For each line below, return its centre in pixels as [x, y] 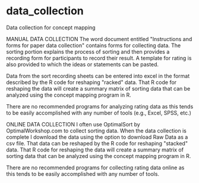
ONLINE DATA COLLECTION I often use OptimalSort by [73, 124]
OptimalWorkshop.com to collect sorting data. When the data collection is [97, 131]
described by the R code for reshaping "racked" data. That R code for [91, 82]
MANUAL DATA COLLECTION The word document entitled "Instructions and [99, 39]
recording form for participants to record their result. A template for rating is [99, 58]
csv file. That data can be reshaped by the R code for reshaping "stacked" [97, 143]
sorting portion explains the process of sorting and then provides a [88, 51]
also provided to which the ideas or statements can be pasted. [83, 64]
